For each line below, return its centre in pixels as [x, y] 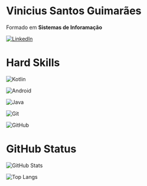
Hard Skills [33, 63]
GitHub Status [41, 149]
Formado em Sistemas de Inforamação [54, 27]
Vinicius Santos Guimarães [74, 11]
